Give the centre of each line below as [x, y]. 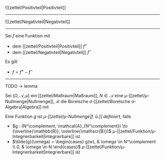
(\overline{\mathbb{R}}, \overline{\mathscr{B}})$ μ [64, 131]
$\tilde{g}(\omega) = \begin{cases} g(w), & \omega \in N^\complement [84, 141]
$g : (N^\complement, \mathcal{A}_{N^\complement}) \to [70, 126]
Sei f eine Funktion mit [28, 36]
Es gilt [11, 62]
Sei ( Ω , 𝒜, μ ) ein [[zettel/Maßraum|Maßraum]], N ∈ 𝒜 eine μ [66, 95]
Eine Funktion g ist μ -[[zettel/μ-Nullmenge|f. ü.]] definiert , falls [68, 116]
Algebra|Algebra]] [23, 107]
